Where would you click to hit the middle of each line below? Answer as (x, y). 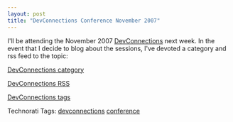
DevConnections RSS (39, 83)
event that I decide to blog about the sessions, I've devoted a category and (117, 48)
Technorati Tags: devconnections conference (74, 111)
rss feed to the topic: (38, 56)
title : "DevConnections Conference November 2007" (84, 21)
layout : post (27, 14)
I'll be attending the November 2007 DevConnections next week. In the (111, 40)
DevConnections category (46, 70)
